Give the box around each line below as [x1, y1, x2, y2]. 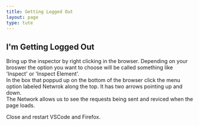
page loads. [6, 102, 36, 109]
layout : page [6, 14, 39, 20]
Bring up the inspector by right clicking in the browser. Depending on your [6, 58, 188, 65]
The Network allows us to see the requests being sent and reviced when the [6, 96, 194, 103]
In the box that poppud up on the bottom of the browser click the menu [6, 77, 181, 84]
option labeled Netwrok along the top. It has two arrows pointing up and [6, 83, 183, 90]
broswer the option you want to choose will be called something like [6, 64, 173, 71]
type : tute [6, 20, 33, 26]
